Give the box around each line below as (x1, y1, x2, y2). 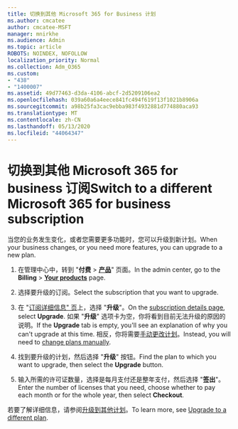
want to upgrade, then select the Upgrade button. (17, 361, 164, 369)
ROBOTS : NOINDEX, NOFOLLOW (7, 51, 87, 58)
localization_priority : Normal (7, 57, 100, 64)
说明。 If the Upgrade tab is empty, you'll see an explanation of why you (17, 321, 228, 329)
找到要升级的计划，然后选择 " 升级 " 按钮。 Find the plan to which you (17, 353, 217, 361)
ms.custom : (7, 70, 40, 77)
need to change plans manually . (17, 338, 112, 346)
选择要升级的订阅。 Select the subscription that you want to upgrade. (17, 288, 219, 297)
